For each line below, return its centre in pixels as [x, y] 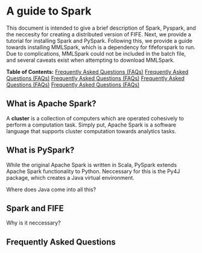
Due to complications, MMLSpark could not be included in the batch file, [96, 53]
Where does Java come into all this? [51, 189]
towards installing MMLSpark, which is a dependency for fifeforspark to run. [101, 47]
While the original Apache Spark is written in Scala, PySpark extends [92, 165]
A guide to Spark [49, 11]
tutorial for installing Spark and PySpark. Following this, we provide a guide [99, 41]
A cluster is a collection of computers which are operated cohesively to [95, 118]
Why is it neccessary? [34, 223]
